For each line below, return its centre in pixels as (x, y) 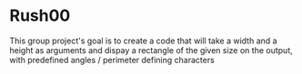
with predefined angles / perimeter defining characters (112, 60)
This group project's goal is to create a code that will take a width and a (143, 41)
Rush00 (40, 16)
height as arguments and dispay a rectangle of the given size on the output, (151, 50)
